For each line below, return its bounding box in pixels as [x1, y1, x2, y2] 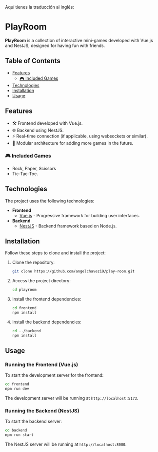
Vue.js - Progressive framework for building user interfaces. [19, 212, 140, 218]
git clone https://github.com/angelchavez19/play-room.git [12, 269, 135, 274]
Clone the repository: [12, 259, 55, 266]
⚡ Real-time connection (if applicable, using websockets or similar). [12, 133, 148, 139]
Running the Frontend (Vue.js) [5, 362, 79, 368]
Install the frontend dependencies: [12, 296, 81, 302]
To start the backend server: [5, 418, 62, 425]
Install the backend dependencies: [12, 319, 82, 325]
